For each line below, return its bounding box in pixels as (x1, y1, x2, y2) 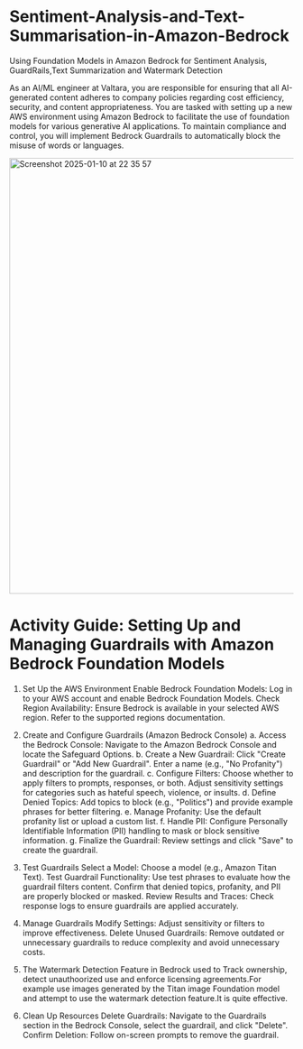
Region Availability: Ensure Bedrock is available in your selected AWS (22, 702, 280, 713)
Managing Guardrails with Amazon (9, 634, 275, 655)
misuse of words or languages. (9, 140, 124, 151)
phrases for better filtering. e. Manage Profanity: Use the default (22, 805, 262, 817)
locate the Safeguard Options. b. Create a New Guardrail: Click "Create (22, 749, 286, 759)
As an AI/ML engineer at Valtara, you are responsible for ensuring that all (9, 82, 280, 93)
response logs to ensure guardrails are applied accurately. (22, 900, 239, 911)
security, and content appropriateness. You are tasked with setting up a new (9, 101, 293, 112)
